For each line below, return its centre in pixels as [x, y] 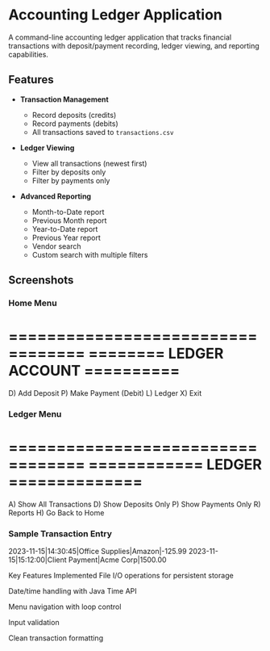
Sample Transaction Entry [60, 533]
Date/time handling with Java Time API [73, 591]
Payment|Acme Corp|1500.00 [117, 560]
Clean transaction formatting [56, 638]
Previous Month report [69, 220]
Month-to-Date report [68, 212]
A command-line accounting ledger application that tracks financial [120, 37]
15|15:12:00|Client [37, 560]
